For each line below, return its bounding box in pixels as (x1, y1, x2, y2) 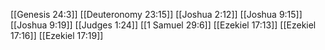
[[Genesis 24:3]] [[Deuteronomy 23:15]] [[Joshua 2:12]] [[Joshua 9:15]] (10, 9, 303, 20)
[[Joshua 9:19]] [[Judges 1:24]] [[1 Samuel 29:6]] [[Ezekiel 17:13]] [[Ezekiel (10, 19, 317, 31)
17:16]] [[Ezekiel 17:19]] (10, 30, 104, 41)
